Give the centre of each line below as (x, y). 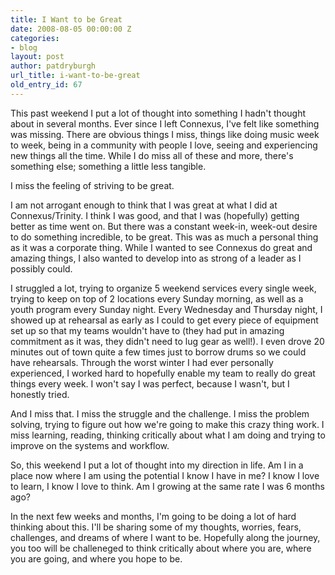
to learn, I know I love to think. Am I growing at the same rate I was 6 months (167, 486)
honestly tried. (40, 394)
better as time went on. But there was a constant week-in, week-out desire (164, 226)
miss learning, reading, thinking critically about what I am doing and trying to (168, 435)
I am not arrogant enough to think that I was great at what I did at (144, 205)
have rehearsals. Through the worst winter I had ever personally (142, 362)
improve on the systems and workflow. (90, 445)
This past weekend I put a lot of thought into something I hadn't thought (158, 113)
